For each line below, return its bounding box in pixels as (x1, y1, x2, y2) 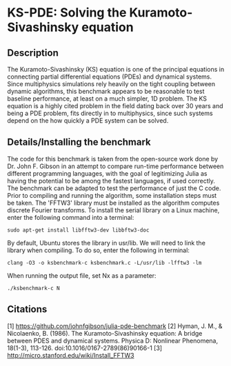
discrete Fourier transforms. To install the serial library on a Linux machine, (7, 205, 220, 214)
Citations (7, 303, 48, 315)
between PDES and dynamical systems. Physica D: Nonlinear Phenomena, (7, 336, 219, 345)
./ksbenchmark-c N (7, 285, 60, 292)
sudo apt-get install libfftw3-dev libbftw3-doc (7, 226, 150, 234)
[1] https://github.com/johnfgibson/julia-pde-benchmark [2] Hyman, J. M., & (7, 322, 223, 330)
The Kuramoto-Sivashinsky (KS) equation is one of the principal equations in (7, 65, 225, 73)
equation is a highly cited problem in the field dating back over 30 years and (7, 102, 223, 110)
